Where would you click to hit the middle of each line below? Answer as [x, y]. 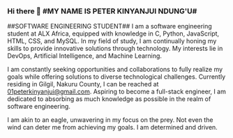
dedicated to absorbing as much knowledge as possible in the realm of [109, 99]
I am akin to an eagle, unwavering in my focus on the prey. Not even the [110, 120]
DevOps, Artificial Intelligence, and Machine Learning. [85, 56]
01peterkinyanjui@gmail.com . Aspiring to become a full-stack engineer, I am [117, 92]
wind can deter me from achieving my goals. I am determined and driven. [112, 128]
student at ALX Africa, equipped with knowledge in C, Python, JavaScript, [113, 33]
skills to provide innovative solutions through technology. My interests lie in [115, 49]
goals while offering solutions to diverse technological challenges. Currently [116, 77]
